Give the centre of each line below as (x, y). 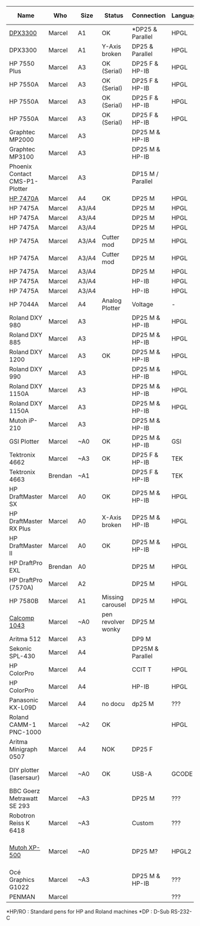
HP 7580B (24, 601)
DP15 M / (145, 174)
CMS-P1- (24, 181)
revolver (113, 622)
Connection (149, 16)
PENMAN (22, 897)
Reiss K (20, 823)
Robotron (22, 815)
